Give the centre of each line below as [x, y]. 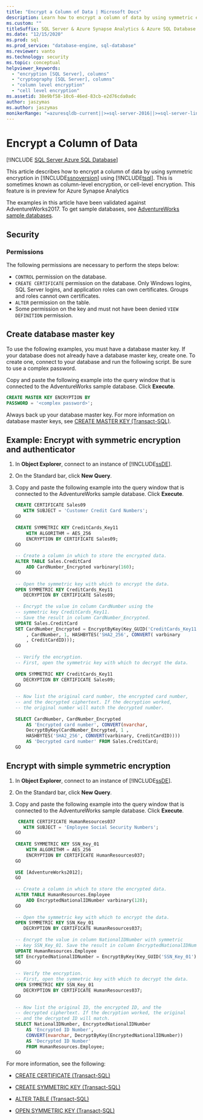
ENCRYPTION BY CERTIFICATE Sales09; [72, 539]
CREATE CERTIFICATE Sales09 [50, 505]
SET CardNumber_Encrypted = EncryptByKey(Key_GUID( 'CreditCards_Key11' [107, 629]
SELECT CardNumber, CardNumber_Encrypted [68, 719]
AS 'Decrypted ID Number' [59, 1041]
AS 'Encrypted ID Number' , [60, 1030]
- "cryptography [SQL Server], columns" [63, 79]
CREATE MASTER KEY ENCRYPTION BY [48, 397]
